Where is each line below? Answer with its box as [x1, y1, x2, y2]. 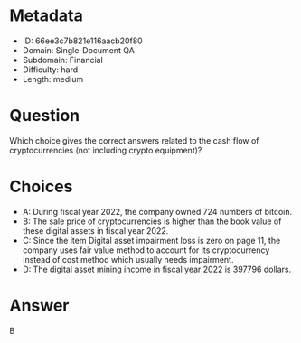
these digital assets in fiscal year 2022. [22, 225, 169, 236]
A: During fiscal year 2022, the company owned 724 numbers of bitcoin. [22, 206, 293, 217]
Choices [9, 177, 73, 197]
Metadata [9, 5, 83, 26]
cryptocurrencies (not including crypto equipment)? [9, 144, 202, 155]
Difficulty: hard [22, 64, 79, 75]
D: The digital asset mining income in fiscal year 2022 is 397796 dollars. [22, 264, 292, 274]
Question [9, 106, 80, 126]
